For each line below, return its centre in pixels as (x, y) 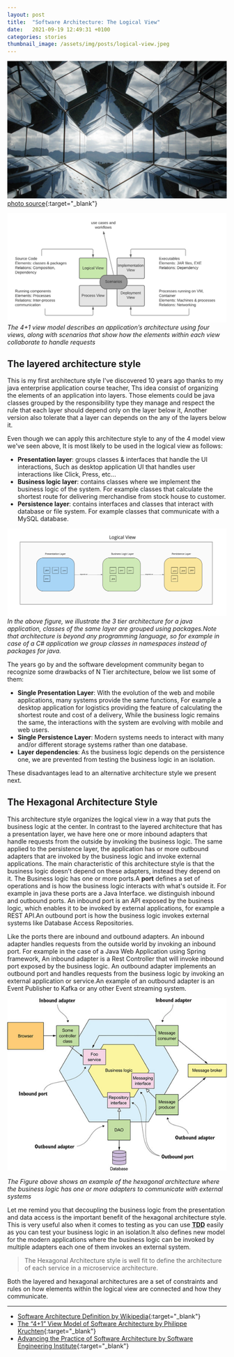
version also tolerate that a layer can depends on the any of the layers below (117, 418)
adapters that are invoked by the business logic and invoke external (104, 856)
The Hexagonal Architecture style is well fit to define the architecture (123, 1261)
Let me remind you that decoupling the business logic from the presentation (116, 1210)
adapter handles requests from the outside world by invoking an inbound (111, 944)
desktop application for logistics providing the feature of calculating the (120, 707)
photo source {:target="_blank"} (53, 204)
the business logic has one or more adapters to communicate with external (115, 1189)
